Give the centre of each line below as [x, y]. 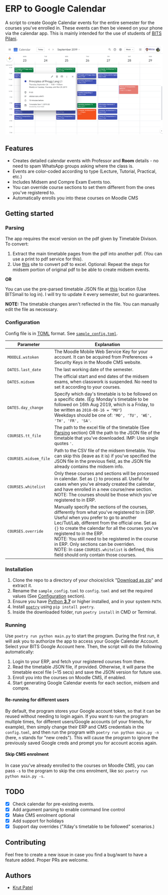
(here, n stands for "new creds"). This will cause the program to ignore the [82, 737]
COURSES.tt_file [24, 436]
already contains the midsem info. [89, 466]
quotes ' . [64, 443]
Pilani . [11, 39]
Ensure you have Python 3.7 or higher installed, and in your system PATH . [87, 602]
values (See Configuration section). [49, 596]
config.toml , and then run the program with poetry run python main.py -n [82, 732]
